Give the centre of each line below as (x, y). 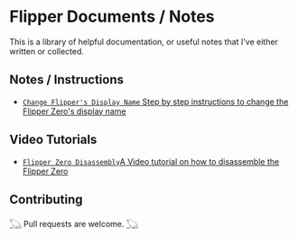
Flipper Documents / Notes (112, 17)
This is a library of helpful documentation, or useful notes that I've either (144, 42)
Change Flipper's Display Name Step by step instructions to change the (155, 101)
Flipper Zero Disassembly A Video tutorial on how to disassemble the (151, 161)
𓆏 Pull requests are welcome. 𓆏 (74, 224)
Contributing (46, 200)
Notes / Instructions (67, 80)
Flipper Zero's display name (74, 111)
